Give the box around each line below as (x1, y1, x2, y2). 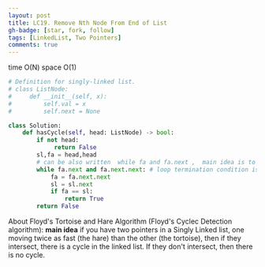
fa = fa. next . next (50, 173, 111, 181)
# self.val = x (8, 100, 87, 107)
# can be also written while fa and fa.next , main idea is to (36, 158, 256, 166)
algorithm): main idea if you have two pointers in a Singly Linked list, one (8, 225, 244, 234)
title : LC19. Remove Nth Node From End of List (8, 19, 168, 27)
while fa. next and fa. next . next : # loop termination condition (36, 165, 248, 174)
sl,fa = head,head (36, 151, 97, 159)
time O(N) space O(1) (8, 62, 77, 72)
